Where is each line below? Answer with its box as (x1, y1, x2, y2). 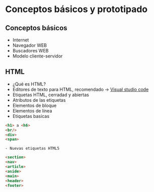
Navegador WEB (12, 42, 47, 48)
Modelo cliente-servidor (12, 53, 63, 59)
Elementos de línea (12, 107, 52, 114)
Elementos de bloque (12, 102, 57, 108)
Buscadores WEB (12, 48, 49, 53)
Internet (12, 37, 29, 43)
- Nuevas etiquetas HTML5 (5, 146, 59, 151)
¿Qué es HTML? (12, 81, 46, 87)
